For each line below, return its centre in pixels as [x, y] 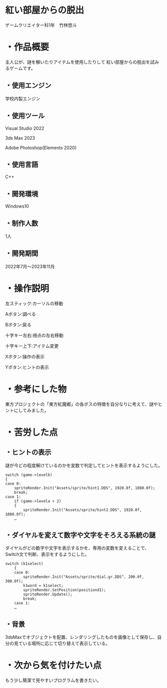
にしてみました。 [31, 410]
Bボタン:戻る [18, 324]
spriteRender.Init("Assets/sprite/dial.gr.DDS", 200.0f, [83, 577]
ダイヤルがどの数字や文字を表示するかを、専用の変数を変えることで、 [77, 548]
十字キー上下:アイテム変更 [32, 346]
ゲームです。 [22, 68]
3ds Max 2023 [20, 138]
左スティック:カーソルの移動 [34, 303]
